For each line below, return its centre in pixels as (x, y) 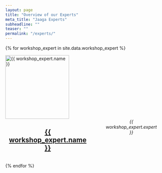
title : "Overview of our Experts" (42, 15)
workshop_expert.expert (131, 127)
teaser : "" (17, 29)
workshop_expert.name (48, 140)
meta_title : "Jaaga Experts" (36, 19)
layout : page (19, 10)
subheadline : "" (22, 24)
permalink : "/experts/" (31, 34)
